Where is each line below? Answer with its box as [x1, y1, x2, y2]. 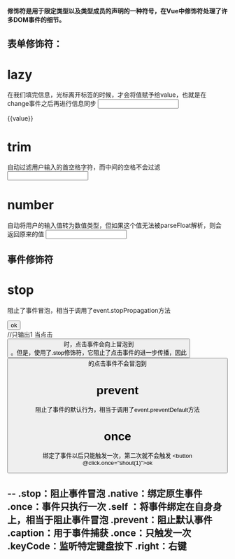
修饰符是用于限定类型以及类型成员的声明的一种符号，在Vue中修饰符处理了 [7, 7, 222, 15]
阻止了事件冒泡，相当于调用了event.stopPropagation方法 [7, 306, 171, 314]
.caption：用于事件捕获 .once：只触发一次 [7, 527, 192, 539]
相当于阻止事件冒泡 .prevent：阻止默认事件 [25, 513, 213, 525]
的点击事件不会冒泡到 [88, 360, 147, 368]
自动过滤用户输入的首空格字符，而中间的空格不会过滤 [7, 163, 161, 171]
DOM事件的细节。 [13, 15, 65, 24]
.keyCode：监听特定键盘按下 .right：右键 [7, 540, 187, 552]
